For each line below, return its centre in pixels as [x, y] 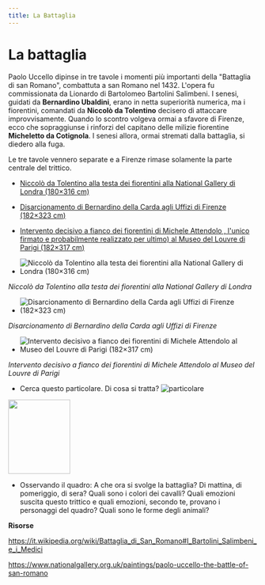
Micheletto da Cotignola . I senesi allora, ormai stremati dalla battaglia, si [127, 135]
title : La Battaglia [42, 15]
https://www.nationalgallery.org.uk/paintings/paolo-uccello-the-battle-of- [129, 564]
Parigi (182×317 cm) [52, 247]
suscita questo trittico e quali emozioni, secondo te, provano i [120, 501]
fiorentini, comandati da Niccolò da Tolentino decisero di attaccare [117, 110]
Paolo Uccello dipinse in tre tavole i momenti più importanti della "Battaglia [130, 77]
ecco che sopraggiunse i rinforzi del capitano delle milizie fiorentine [119, 127]
